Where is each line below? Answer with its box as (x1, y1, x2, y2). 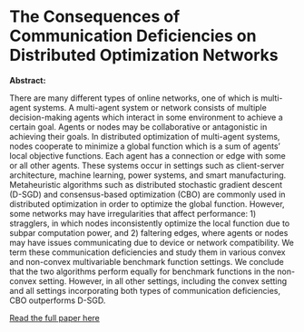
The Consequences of (9, 6, 181, 27)
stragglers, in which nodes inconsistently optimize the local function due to (9, 218, 290, 229)
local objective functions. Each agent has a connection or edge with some (9, 150, 286, 161)
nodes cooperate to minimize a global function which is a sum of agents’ (9, 141, 281, 151)
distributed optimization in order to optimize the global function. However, (9, 198, 285, 210)
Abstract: (9, 74, 46, 85)
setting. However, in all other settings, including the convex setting (38, 275, 288, 287)
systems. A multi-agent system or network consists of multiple (33, 102, 268, 112)
